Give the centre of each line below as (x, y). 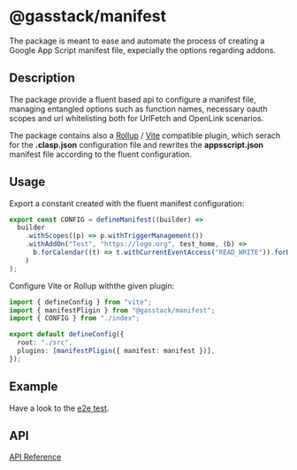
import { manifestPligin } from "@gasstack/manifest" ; (112, 310)
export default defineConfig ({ (67, 335)
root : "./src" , (45, 343)
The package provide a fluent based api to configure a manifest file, (133, 99)
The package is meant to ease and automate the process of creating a (137, 41)
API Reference (35, 457)
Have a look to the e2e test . (59, 408)
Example (34, 387)
